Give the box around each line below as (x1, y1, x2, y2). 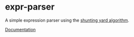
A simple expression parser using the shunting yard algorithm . (5, 17, 130, 23)
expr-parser (5, 1, 55, 12)
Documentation (5, 26, 36, 32)
